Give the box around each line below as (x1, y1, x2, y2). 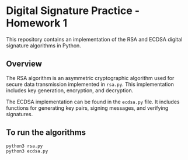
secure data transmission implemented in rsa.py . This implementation (6, 81, 174, 88)
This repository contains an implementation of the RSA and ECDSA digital (6, 36, 183, 43)
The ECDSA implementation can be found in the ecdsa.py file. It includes (6, 98, 180, 105)
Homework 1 (6, 16, 68, 30)
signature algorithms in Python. (6, 42, 82, 49)
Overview (6, 59, 43, 69)
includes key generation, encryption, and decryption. (6, 86, 134, 94)
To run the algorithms (6, 127, 86, 138)
